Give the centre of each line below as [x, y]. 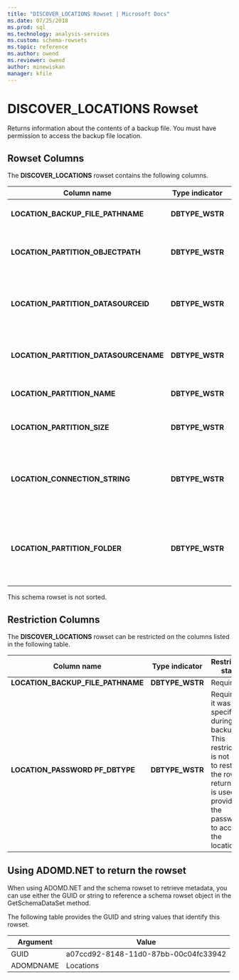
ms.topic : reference [38, 47]
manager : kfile [30, 73]
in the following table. [39, 644]
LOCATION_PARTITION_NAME [63, 394]
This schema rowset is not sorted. [57, 597]
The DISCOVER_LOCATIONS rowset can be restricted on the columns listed [118, 637]
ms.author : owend [33, 54]
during [222, 721]
